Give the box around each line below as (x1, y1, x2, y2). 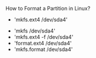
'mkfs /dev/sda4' (14, 27, 55, 34)
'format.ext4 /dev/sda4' (14, 40, 72, 46)
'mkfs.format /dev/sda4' (14, 46, 73, 53)
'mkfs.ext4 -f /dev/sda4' (14, 34, 74, 40)
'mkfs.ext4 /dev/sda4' (14, 16, 68, 23)
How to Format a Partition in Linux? (5, 5, 91, 12)
